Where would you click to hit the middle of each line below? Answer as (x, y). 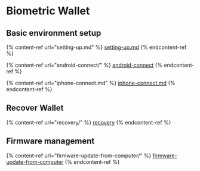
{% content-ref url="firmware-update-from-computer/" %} (79, 156)
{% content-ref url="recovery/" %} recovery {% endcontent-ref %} (89, 122)
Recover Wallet (35, 108)
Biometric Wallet (48, 11)
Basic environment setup (54, 33)
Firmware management (50, 141)
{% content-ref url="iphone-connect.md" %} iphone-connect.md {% (91, 83)
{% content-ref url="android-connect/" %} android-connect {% (84, 65)
